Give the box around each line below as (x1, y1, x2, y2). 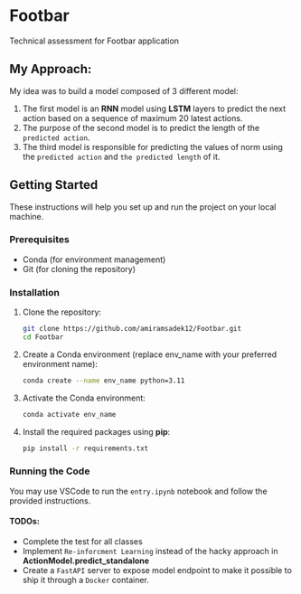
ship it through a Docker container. (22, 575, 149, 586)
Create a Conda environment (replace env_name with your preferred (22, 349, 277, 360)
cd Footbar (22, 333, 64, 342)
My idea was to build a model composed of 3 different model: (9, 85, 239, 96)
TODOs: (9, 516, 41, 527)
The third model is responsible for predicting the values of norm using (22, 141, 283, 152)
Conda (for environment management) (22, 254, 166, 265)
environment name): (22, 358, 98, 369)
